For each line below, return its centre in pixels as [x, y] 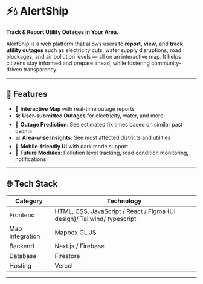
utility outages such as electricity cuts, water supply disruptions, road [94, 50]
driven [14, 69]
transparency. [40, 69]
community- [166, 63]
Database [23, 256]
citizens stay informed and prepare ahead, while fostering [78, 63]
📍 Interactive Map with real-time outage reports [75, 108]
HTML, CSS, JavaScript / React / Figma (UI [115, 211]
